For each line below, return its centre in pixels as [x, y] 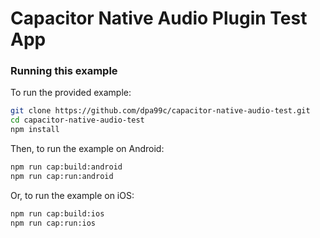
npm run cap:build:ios [57, 213]
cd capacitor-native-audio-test [77, 120]
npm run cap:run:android [62, 176]
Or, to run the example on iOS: [72, 195]
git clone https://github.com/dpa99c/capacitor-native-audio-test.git [160, 111]
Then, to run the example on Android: [87, 149]
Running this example [64, 71]
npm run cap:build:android [66, 167]
